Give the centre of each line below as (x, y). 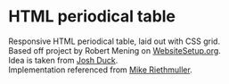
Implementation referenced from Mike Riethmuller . (100, 70)
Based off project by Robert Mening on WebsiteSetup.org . (115, 50)
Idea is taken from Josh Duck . (63, 60)
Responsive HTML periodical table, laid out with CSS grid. (114, 41)
